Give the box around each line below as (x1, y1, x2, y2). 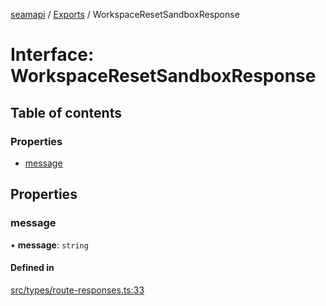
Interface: (10, 44, 95, 66)
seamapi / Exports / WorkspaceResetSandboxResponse (10, 9, 240, 20)
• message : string (10, 239, 89, 251)
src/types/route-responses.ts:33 (10, 284, 145, 296)
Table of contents (10, 104, 122, 121)
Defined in (10, 262, 55, 274)
